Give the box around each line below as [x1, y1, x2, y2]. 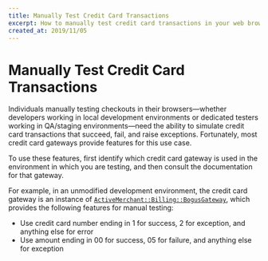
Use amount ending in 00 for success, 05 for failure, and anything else [19, 235, 252, 245]
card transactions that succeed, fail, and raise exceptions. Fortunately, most [8, 129, 258, 140]
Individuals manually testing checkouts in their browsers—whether [8, 105, 227, 114]
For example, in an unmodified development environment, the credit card [8, 186, 248, 196]
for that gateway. [8, 171, 64, 180]
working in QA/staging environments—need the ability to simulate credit [8, 121, 245, 131]
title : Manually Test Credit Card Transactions [8, 11, 170, 20]
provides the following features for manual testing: [8, 203, 174, 212]
